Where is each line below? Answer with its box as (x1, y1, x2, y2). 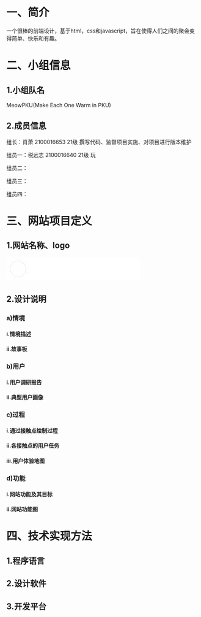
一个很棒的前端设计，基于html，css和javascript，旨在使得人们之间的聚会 (6, 27, 190, 34)
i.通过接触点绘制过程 (6, 427, 58, 434)
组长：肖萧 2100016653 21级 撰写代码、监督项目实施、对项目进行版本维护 (6, 138, 192, 145)
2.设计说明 (6, 294, 47, 304)
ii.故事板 (6, 345, 27, 353)
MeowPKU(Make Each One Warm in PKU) (6, 101, 111, 109)
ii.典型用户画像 (6, 394, 44, 401)
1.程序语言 (6, 556, 45, 566)
